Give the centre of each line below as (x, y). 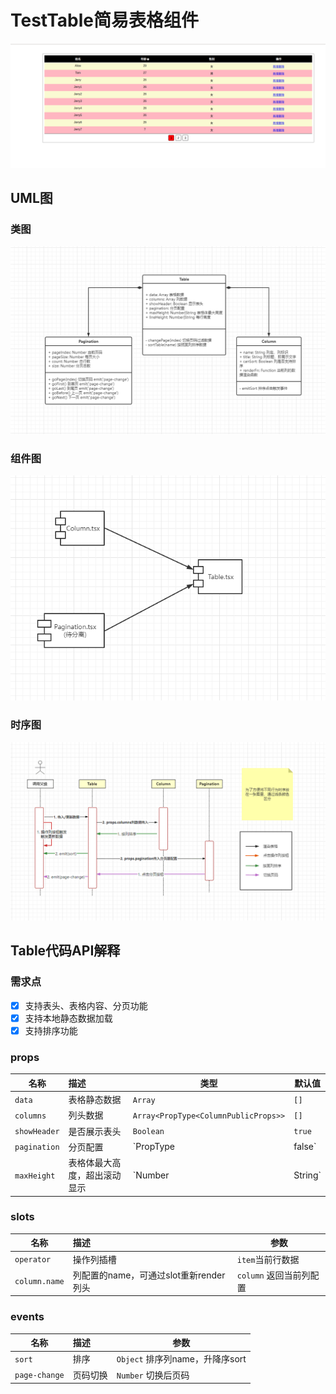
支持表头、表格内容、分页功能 (86, 1005)
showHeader (37, 1132)
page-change (39, 1376)
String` (307, 1175)
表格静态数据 (95, 1100)
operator (33, 1260)
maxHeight (35, 1176)
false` (305, 1147)
